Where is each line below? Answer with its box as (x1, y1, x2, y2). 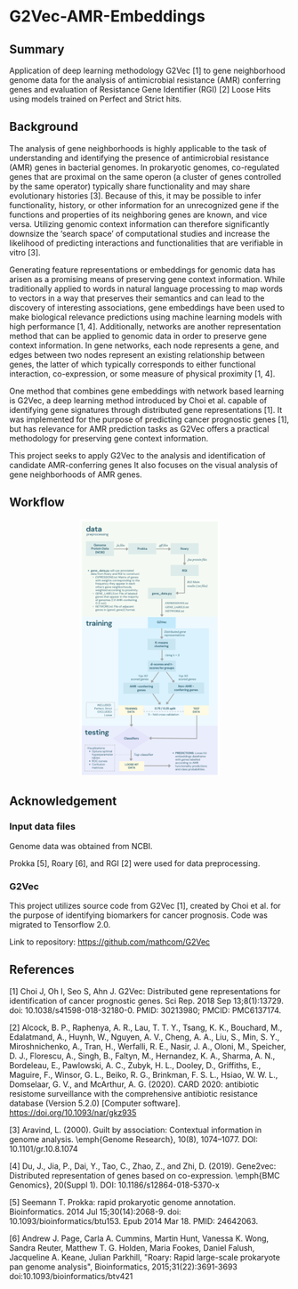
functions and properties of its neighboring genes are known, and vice (9, 209, 268, 220)
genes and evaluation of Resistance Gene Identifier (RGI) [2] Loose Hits (9, 85, 271, 94)
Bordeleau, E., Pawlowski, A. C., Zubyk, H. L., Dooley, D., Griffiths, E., (9, 1059, 262, 1070)
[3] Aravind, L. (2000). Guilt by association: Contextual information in (9, 1124, 262, 1135)
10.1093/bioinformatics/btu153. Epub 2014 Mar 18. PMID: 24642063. (9, 1215, 259, 1226)
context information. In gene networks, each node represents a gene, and (9, 340, 279, 351)
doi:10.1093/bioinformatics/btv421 (9, 1270, 133, 1281)
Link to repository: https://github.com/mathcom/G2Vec (9, 936, 211, 947)
